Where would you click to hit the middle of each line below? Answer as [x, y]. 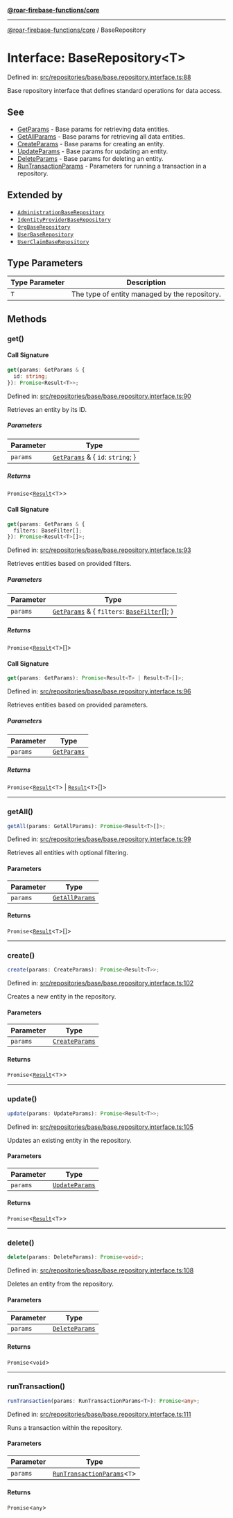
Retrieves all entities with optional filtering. [68, 853]
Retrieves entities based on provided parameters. [78, 705]
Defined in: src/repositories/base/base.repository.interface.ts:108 [101, 1270]
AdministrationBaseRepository [61, 212]
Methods [27, 319]
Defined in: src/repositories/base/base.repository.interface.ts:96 [99, 691]
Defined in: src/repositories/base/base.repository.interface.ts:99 [99, 839]
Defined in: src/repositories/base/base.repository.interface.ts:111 [99, 1414]
